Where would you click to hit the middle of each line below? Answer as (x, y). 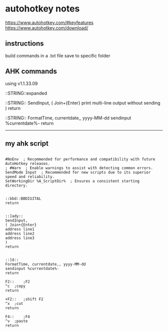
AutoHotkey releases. (28, 164)
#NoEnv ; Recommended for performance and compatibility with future (80, 159)
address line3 (20, 238)
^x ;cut (14, 304)
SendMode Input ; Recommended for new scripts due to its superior (78, 172)
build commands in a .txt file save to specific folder (58, 55)
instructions (24, 44)
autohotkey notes (42, 9)
